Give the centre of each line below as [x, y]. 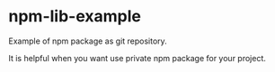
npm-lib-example [75, 16]
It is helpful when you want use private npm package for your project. [137, 58]
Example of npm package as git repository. [88, 41]
